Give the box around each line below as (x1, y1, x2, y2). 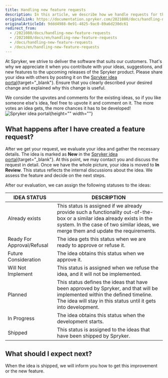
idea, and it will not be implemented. (56, 270, 141, 277)
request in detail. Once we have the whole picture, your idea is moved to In (5, 162, 159, 168)
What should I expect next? (5, 349, 92, 358)
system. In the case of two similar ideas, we (56, 221, 159, 228)
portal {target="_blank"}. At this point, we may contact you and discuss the (5, 156, 158, 162)
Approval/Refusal (7, 242, 48, 249)
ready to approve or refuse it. (56, 242, 125, 249)
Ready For (7, 235, 32, 242)
